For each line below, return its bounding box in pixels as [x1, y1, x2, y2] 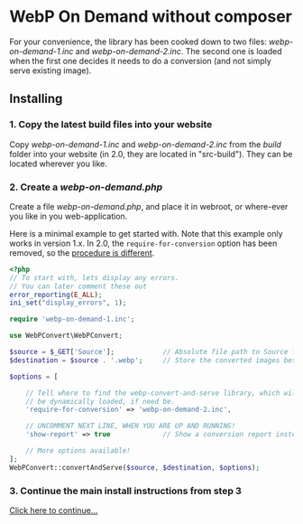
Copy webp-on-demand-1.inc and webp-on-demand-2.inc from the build [9, 138, 282, 150]
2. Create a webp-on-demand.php [9, 181, 163, 193]
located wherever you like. [9, 158, 108, 169]
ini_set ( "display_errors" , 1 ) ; [9, 298, 127, 308]
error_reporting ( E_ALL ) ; [9, 290, 103, 299]
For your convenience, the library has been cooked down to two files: [9, 36, 268, 47]
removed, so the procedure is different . [9, 247, 155, 258]
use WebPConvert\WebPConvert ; [9, 332, 124, 341]
